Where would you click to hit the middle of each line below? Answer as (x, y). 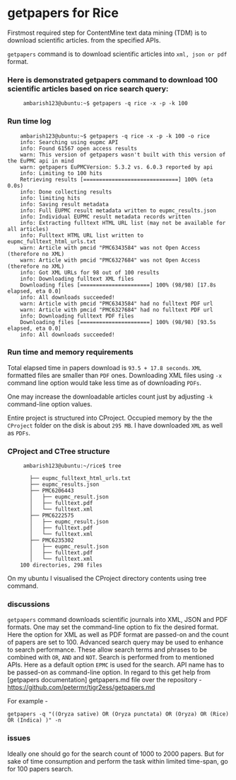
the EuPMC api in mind (41, 161)
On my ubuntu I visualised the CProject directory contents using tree (107, 579)
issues (19, 738)
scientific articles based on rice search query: (88, 89)
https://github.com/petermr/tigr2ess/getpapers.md (81, 687)
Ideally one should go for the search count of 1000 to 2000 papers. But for (116, 754)
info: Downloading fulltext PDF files (77, 316)
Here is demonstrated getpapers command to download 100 (112, 79)
